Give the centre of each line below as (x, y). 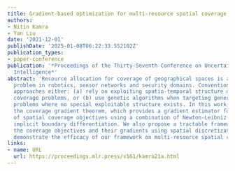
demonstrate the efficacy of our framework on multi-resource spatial (119, 137)
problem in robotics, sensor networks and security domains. (105, 85)
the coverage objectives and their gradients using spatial (103, 131)
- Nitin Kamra (28, 27)
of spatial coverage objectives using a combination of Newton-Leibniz (120, 117)
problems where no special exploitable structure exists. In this (112, 105)
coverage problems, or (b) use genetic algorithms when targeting (112, 98)
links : (17, 144)
